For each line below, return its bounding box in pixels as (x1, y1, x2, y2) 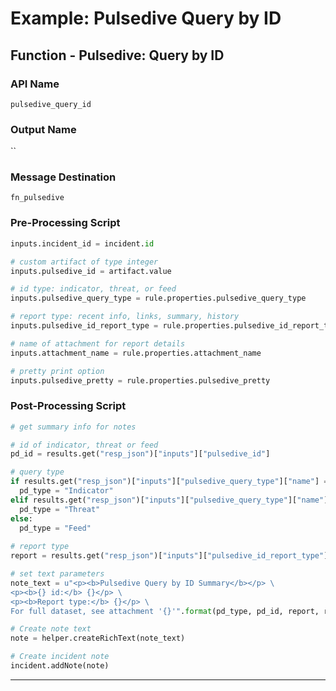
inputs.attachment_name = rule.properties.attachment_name (10, 348, 262, 358)
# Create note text (10, 624, 92, 634)
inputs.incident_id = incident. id (10, 238, 155, 249)
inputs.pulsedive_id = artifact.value (10, 266, 172, 276)
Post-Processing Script (10, 399, 127, 413)
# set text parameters (10, 569, 105, 579)
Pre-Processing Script (10, 216, 121, 230)
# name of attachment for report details (10, 338, 186, 349)
